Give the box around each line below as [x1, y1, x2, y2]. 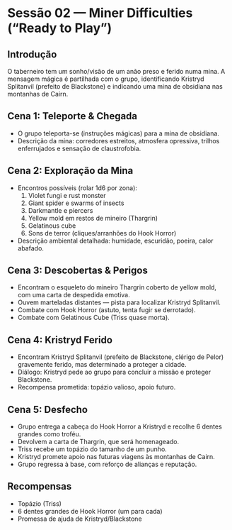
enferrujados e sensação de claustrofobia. [17, 144, 141, 153]
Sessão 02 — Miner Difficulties [7, 5, 193, 21]
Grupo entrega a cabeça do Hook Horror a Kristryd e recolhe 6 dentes [17, 422, 223, 431]
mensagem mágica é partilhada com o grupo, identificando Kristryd [7, 74, 204, 83]
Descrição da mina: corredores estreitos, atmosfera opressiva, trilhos [17, 136, 220, 145]
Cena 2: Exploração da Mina [7, 165, 134, 177]
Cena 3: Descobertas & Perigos [7, 265, 149, 277]
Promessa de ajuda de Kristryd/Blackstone [17, 514, 143, 523]
